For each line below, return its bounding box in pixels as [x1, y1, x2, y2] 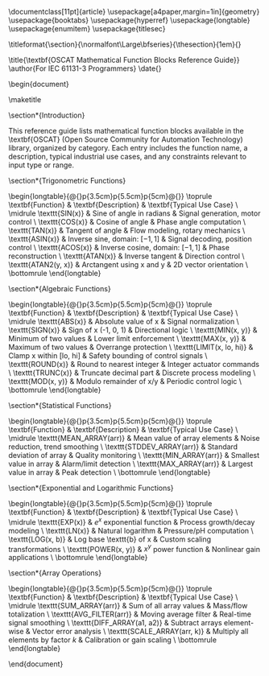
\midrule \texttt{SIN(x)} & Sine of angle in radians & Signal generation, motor [8, 208, 261, 218]
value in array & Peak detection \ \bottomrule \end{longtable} [8, 468, 211, 477]
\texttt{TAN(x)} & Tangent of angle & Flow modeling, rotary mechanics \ [8, 225, 246, 235]
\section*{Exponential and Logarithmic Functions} [8, 483, 175, 493]
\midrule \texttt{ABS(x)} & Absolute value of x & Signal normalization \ [8, 317, 239, 326]
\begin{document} [8, 80, 70, 89]
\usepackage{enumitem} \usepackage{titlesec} [8, 24, 166, 33]
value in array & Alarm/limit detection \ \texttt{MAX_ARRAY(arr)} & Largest [8, 459, 254, 468]
